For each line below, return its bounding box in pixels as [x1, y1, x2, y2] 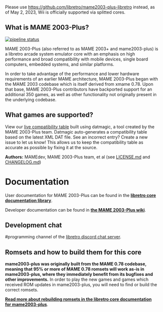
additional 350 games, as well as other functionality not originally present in [5, 91, 157, 97]
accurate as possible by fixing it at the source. [5, 144, 98, 150]
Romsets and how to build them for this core [5, 248, 142, 256]
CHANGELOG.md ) [5, 159, 41, 165]
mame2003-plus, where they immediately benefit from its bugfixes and [5, 272, 153, 277]
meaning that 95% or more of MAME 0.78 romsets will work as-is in [5, 266, 145, 272]
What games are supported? [5, 111, 93, 119]
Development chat [5, 221, 62, 229]
